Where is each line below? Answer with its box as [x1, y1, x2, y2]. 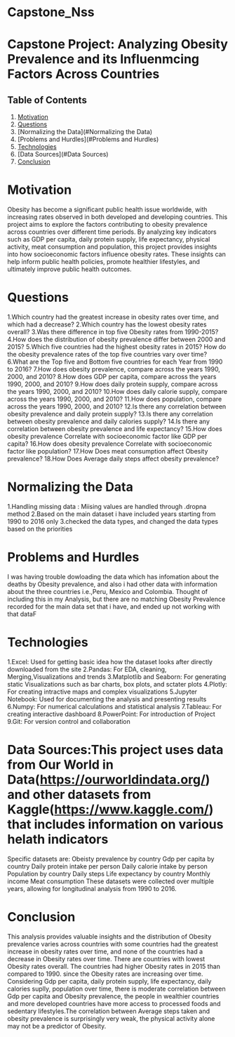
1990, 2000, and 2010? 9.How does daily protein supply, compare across [7, 380, 218, 388]
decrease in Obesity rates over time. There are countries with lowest [7, 954, 206, 963]
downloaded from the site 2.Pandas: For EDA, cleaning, [7, 665, 167, 673]
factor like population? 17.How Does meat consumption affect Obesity [7, 447, 208, 456]
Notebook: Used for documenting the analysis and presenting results [7, 694, 207, 703]
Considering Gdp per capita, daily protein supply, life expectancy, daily [7, 977, 212, 985]
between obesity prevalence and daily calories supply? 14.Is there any [7, 417, 210, 425]
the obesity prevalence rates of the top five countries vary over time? [7, 350, 208, 359]
